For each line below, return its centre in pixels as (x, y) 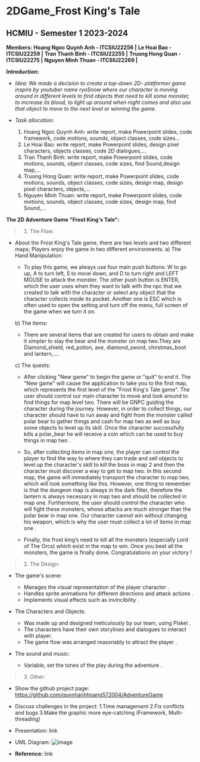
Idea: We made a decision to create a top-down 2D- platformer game (100, 83)
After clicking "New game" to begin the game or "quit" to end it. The (107, 377)
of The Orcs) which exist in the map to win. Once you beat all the (103, 546)
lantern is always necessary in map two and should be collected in (105, 496)
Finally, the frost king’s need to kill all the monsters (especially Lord (106, 540)
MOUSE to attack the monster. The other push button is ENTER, (101, 280)
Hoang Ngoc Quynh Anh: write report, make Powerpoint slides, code (108, 132)
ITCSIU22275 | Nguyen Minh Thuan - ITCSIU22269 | (72, 60)
